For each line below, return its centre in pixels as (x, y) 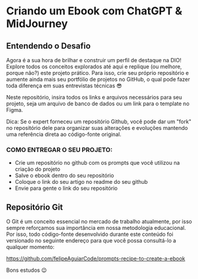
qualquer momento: (31, 247)
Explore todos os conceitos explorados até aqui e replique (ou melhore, (94, 66)
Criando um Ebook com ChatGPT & (94, 11)
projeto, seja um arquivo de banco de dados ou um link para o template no (98, 104)
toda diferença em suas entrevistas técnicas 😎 (64, 86)
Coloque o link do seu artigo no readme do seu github (81, 182)
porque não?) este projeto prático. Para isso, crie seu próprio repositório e (98, 73)
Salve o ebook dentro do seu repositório (64, 175)
